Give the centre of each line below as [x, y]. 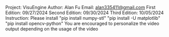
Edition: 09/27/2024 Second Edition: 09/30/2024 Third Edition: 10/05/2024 [84, 13]
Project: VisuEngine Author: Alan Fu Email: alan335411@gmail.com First [80, 7]
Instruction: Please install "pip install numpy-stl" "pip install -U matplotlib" [83, 18]
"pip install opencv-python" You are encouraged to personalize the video [82, 23]
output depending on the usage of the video [52, 29]
